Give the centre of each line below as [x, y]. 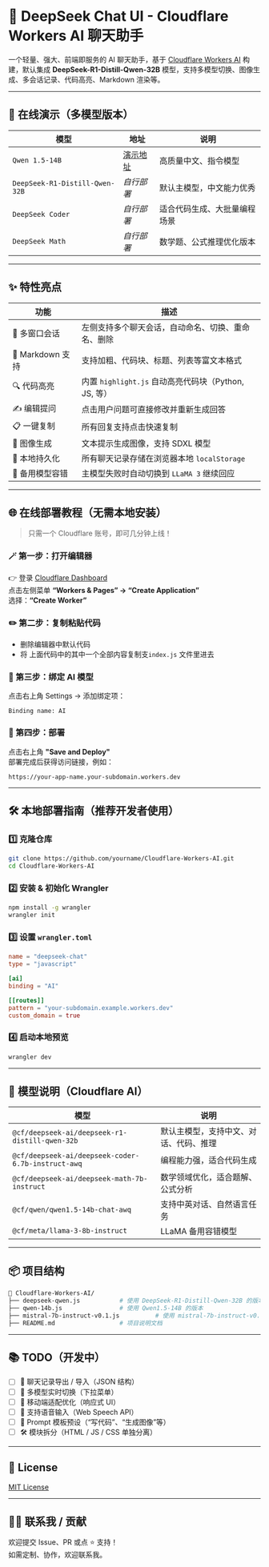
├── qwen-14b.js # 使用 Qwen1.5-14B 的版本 [106, 1309]
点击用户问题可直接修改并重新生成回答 [154, 410]
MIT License [29, 1487]
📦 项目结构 [37, 1270]
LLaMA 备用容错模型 [199, 1232]
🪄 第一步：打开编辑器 [50, 556]
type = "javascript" [43, 964]
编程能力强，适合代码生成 [208, 1160]
